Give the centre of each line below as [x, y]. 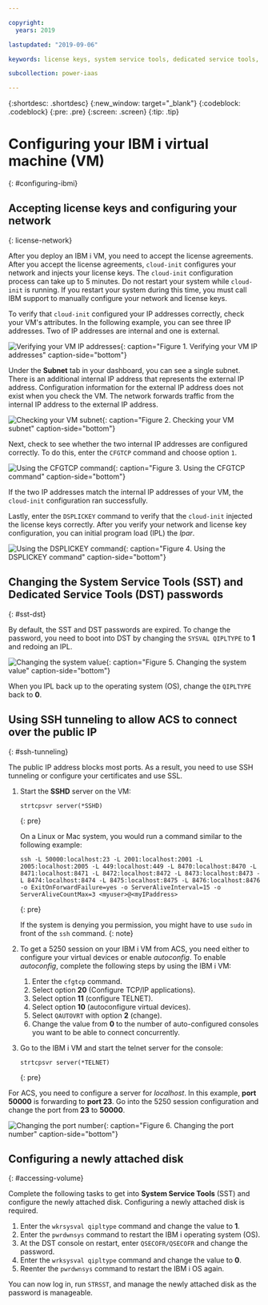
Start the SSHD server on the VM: [76, 791]
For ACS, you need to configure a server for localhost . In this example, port [132, 1093]
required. [23, 1211]
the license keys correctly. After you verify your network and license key [128, 524]
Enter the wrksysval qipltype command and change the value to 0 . [131, 1260]
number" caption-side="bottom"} [63, 1134]
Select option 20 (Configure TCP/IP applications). [114, 990]
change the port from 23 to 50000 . [67, 1110]
